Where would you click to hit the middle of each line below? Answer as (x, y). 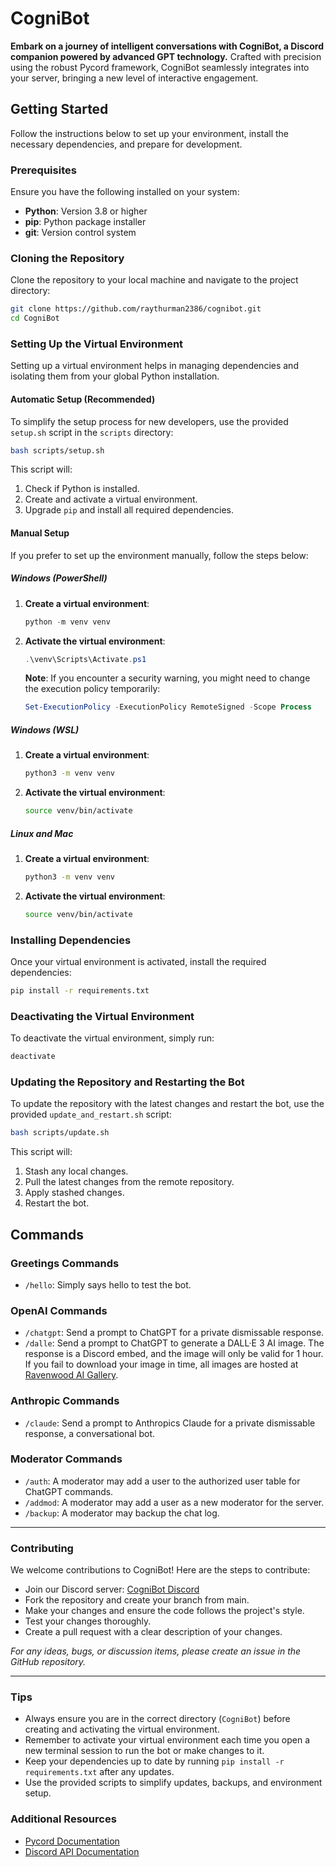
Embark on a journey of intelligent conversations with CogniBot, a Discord (167, 46)
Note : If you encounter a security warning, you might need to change (167, 678)
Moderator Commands (66, 1459)
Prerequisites (43, 170)
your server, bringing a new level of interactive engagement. (134, 78)
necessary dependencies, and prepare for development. (126, 144)
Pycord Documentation (72, 1841)
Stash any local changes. (76, 1171)
